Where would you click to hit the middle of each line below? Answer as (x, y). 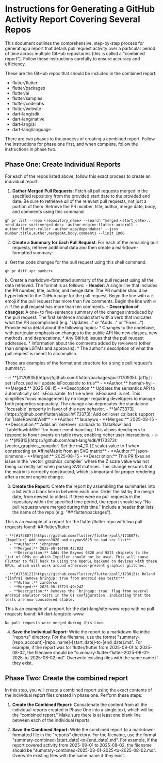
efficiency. (16, 64)
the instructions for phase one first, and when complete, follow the (72, 144)
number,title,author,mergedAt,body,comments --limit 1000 (65, 233)
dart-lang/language (31, 129)
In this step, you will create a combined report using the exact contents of (79, 690)
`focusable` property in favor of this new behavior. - (57, 409)
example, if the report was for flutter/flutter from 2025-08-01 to (75, 647)
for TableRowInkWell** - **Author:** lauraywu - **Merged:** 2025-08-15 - (81, 419)
